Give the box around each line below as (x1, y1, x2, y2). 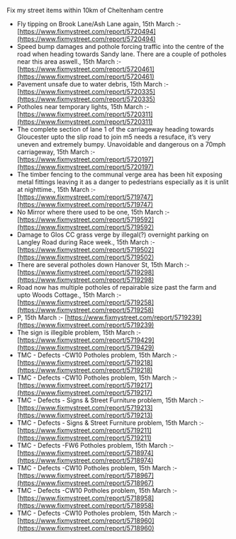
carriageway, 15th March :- (16, 148, 96, 156)
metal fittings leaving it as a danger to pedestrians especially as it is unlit (16, 178, 229, 186)
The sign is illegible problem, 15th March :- (16, 329, 142, 336)
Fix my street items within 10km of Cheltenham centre (6, 6, 164, 14)
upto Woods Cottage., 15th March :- (16, 290, 122, 299)
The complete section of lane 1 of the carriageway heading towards (16, 125, 214, 133)
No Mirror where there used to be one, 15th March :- (16, 208, 170, 216)
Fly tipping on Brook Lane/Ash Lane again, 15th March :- (16, 20, 181, 28)
